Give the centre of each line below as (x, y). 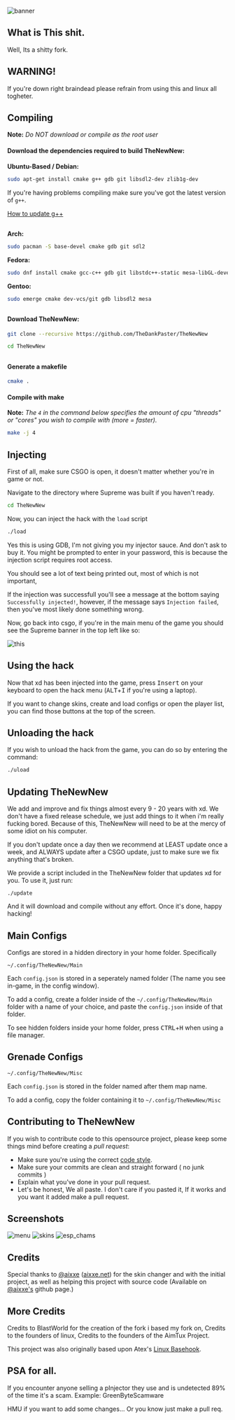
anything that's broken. (41, 860)
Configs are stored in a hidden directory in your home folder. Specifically (112, 952)
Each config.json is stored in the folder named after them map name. (107, 1086)
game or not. (26, 479)
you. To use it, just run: (40, 881)
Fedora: (19, 260)
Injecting (27, 455)
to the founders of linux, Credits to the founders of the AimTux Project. (108, 1335)
